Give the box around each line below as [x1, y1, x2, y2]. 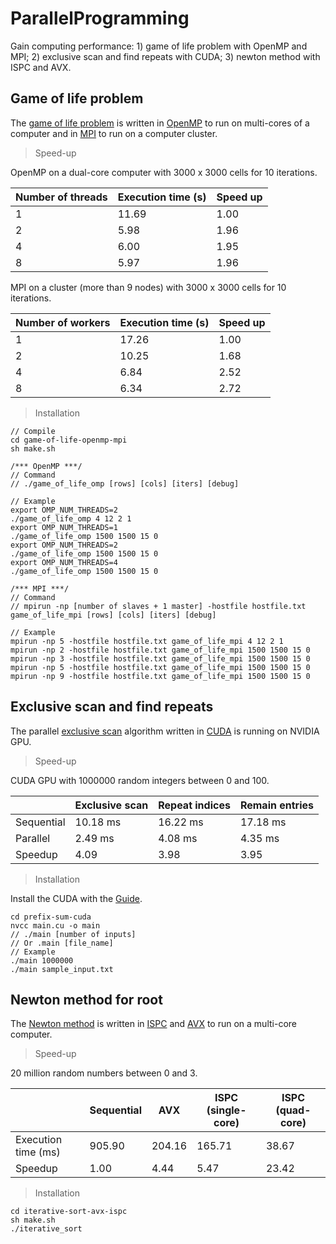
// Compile [10, 426, 56, 436]
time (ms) [15, 1145, 61, 1159]
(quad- [275, 1103, 312, 1117]
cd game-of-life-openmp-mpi [10, 435, 128, 445]
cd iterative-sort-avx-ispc [10, 1207, 128, 1217]
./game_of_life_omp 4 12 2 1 [10, 513, 132, 524]
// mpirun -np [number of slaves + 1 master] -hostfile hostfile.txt [10, 601, 307, 611]
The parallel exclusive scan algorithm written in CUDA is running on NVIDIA [10, 725, 320, 737]
